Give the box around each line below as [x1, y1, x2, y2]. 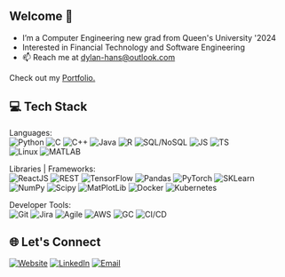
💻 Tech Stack [9, 99, 88, 115]
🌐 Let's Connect [9, 234, 101, 249]
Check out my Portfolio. [9, 72, 96, 83]
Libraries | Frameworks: [9, 163, 96, 174]
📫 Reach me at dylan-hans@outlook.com [21, 51, 176, 62]
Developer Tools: [9, 199, 72, 210]
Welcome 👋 [9, 9, 74, 24]
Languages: [9, 127, 52, 138]
